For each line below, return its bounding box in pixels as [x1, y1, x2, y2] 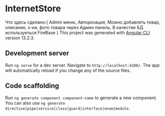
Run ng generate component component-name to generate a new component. [5, 94, 158, 101]
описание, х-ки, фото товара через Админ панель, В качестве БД [5, 24, 144, 30]
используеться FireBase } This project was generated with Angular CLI [5, 29, 150, 35]
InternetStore [5, 3, 61, 14]
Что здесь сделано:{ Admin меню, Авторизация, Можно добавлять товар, [5, 19, 161, 25]
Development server [5, 49, 69, 58]
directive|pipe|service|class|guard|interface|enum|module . [5, 105, 130, 111]
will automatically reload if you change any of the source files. [5, 67, 131, 73]
